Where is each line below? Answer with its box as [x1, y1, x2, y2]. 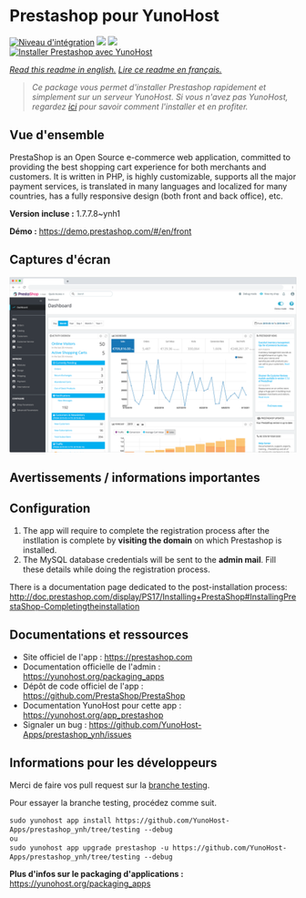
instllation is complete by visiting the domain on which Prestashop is [22, 535, 282, 546]
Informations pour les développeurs [9, 755, 218, 770]
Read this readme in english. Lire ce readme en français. [9, 64, 222, 75]
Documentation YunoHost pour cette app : [22, 699, 182, 710]
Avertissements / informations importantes [9, 470, 260, 485]
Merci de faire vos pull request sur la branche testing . [9, 780, 210, 791]
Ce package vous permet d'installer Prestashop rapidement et [31, 81, 267, 92]
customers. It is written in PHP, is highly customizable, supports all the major [9, 170, 297, 182]
